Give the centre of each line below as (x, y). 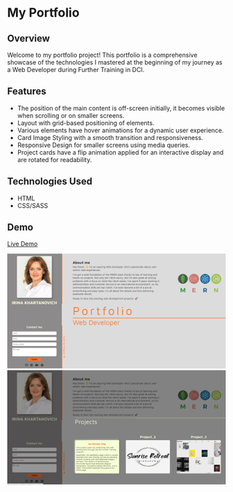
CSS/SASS (33, 205)
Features (27, 91)
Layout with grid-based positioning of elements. (86, 123)
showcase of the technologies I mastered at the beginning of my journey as (115, 62)
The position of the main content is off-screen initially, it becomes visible (121, 108)
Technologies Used (50, 182)
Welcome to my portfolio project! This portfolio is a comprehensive (102, 55)
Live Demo (23, 244)
